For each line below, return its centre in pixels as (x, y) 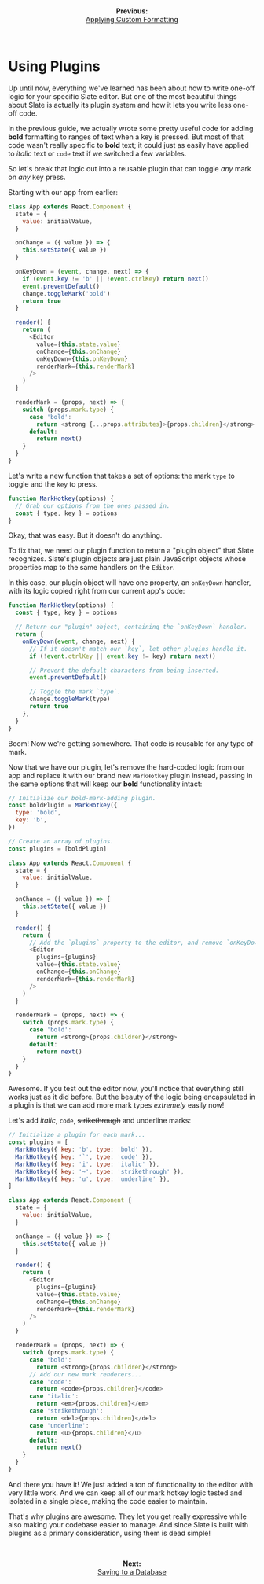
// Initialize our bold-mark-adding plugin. (82, 798)
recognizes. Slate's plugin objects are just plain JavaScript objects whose (127, 559)
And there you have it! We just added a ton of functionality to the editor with (131, 1484)
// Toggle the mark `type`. (75, 692)
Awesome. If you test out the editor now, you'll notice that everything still (126, 1089)
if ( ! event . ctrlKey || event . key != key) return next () (122, 656)
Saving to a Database (132, 1571)
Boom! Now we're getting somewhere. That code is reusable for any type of (131, 743)
